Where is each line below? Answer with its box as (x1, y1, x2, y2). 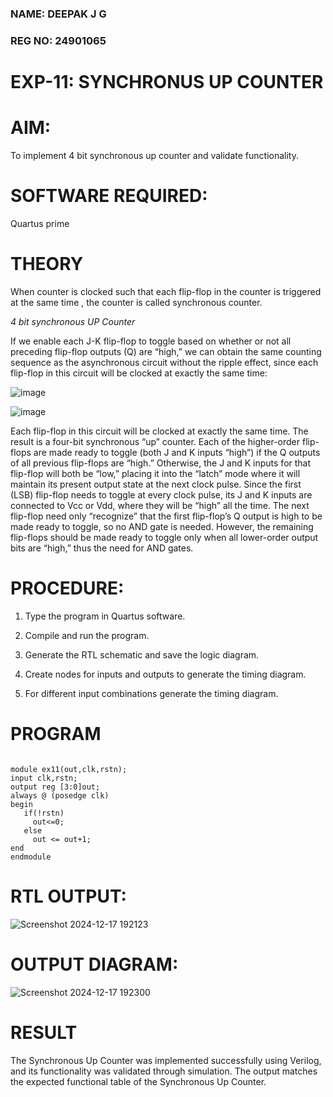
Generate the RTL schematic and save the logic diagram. (24, 648, 260, 661)
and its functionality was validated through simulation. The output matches (10, 1065, 318, 1077)
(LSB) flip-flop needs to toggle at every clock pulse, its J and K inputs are (10, 488, 313, 501)
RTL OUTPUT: (10, 885, 127, 907)
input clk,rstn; (10, 773, 78, 783)
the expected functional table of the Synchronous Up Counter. (10, 1075, 267, 1087)
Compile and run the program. (24, 629, 150, 641)
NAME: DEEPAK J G (10, 7, 107, 21)
